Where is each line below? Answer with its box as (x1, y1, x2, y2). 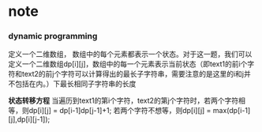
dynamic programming (8, 31, 98, 42)
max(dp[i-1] (212, 106, 251, 115)
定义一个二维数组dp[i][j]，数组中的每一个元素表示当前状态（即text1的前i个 (8, 59, 248, 69)
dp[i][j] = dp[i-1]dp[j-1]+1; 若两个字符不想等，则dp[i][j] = (28, 106, 211, 115)
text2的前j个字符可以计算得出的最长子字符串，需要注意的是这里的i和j (21, 70, 245, 79)
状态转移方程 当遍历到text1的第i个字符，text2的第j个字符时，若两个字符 (8, 96, 239, 105)
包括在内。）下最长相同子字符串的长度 (14, 79, 137, 89)
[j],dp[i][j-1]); (8, 115, 51, 124)
